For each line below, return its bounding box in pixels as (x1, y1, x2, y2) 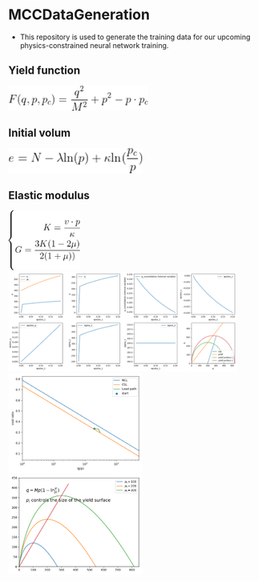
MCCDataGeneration (8, 6, 151, 24)
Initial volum (8, 126, 71, 140)
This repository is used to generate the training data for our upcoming (19, 32, 251, 42)
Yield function (8, 64, 81, 78)
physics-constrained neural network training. (19, 40, 169, 50)
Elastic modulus (8, 188, 90, 202)
